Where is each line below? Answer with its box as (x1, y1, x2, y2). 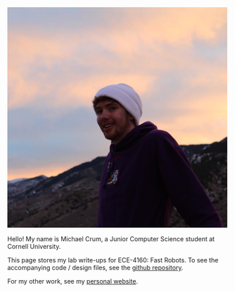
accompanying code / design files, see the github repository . (7, 264, 184, 272)
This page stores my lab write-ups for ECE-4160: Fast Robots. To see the (7, 256, 219, 264)
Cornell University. (7, 243, 61, 250)
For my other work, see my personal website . (7, 277, 139, 285)
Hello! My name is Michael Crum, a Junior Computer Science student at (7, 235, 215, 243)
